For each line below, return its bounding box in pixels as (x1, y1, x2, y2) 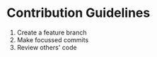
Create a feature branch (16, 28, 87, 37)
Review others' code (16, 43, 77, 51)
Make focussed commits (16, 35, 89, 44)
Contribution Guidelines (6, 5, 151, 21)
